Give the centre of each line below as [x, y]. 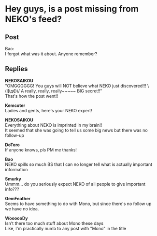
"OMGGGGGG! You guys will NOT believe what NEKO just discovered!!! [76, 86]
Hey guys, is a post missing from [72, 9]
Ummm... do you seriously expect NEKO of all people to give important [75, 184]
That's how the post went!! [32, 96]
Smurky [13, 179]
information [16, 169]
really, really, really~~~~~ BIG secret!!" [64, 91]
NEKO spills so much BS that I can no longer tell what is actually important [79, 164]
